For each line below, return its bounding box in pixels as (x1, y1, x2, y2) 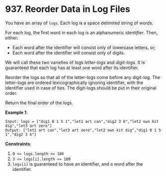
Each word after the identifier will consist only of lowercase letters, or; (12, 44, 156, 50)
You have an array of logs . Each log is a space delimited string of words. (5, 20, 154, 26)
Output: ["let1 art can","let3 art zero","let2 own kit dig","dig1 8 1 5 (5, 128, 162, 133)
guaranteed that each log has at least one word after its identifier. (5, 65, 139, 71)
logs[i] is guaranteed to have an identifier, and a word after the (12, 161, 143, 167)
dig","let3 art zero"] (5, 123, 52, 128)
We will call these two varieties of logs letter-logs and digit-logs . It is (5, 59, 145, 65)
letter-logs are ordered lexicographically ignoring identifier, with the (5, 80, 144, 86)
